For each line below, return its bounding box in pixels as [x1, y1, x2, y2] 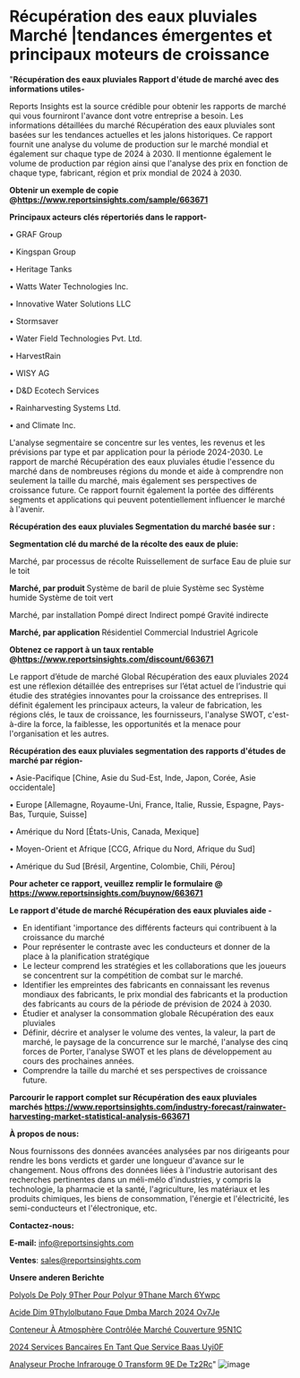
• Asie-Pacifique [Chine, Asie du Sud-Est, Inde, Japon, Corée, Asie [9, 772, 257, 783]
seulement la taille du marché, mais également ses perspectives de [9, 475, 257, 485]
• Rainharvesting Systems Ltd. [9, 402, 121, 413]
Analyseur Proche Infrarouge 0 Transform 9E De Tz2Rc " [9, 1358, 217, 1369]
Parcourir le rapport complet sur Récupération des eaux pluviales [9, 1091, 258, 1102]
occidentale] [9, 782, 56, 792]
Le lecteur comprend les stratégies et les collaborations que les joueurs [21, 960, 287, 971]
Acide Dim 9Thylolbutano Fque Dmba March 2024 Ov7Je [9, 1306, 220, 1317]
